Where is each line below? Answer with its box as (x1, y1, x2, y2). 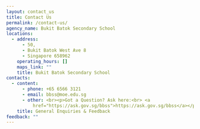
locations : (6, 31, 33, 37)
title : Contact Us (6, 14, 52, 20)
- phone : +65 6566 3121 (21, 86, 82, 92)
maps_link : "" (17, 64, 52, 70)
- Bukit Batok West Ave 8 (21, 48, 86, 54)
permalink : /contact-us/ (6, 20, 68, 26)
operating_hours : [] (17, 58, 68, 64)
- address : (11, 36, 39, 42)
